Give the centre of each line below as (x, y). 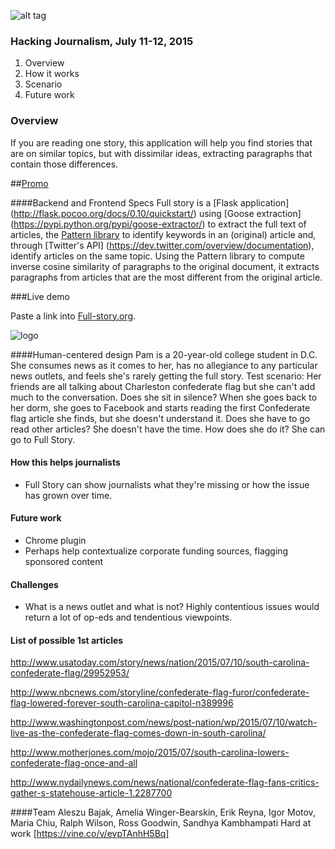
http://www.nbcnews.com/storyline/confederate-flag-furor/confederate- (160, 692)
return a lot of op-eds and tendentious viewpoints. (128, 617)
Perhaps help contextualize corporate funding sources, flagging (156, 551)
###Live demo (40, 296)
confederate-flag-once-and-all (74, 763)
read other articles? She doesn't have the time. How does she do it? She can (168, 429)
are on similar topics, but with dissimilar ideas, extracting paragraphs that (161, 153)
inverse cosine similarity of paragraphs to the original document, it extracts (165, 266)
